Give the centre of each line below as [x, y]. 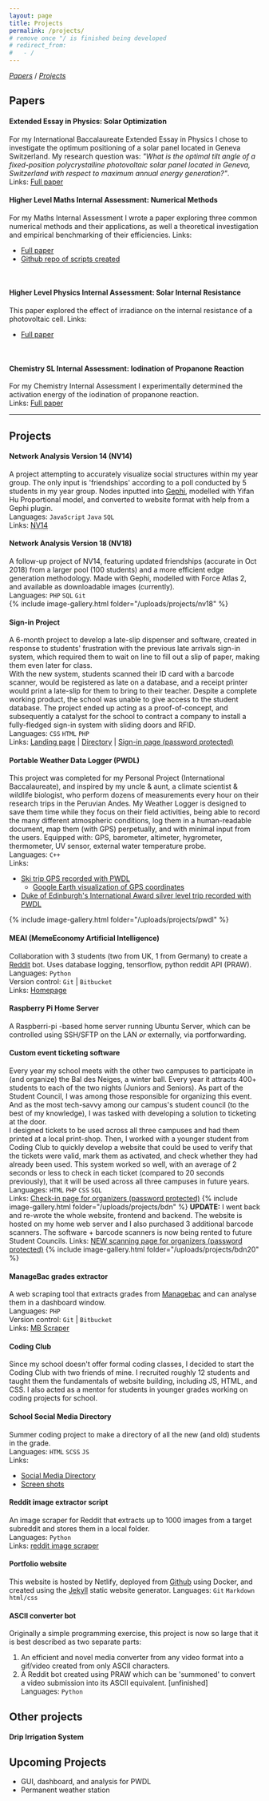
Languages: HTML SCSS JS [49, 1451]
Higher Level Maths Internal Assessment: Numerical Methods [113, 200]
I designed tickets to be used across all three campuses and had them [125, 1131]
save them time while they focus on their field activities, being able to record [134, 812]
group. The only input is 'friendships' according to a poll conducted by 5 [128, 482]
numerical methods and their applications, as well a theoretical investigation [134, 226]
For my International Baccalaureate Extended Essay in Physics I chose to [129, 139]
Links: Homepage [38, 990]
